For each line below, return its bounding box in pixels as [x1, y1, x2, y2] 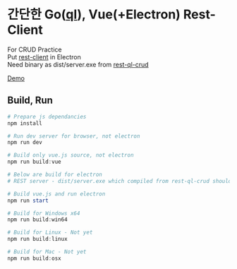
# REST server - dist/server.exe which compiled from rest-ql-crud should [7, 177, 232, 184]
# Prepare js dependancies [7, 113, 87, 120]
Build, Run [7, 95, 53, 107]
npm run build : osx [7, 255, 61, 262]
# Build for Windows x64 [7, 210, 80, 217]
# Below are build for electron [7, 171, 102, 178]
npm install [7, 119, 42, 127]
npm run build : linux [7, 236, 68, 243]
